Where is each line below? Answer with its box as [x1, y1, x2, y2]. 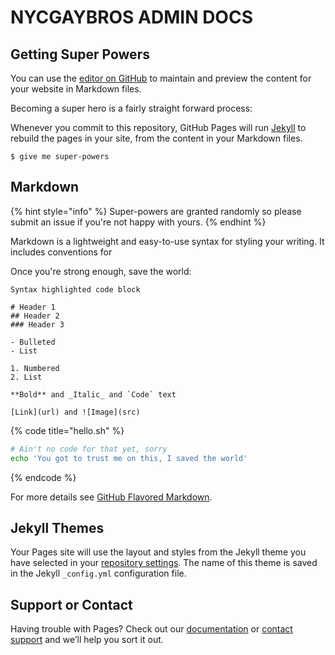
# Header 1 [10, 302, 56, 312]
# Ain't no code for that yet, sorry [10, 444, 168, 454]
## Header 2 [10, 311, 60, 321]
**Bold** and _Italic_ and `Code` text [10, 389, 177, 400]
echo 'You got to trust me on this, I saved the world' [10, 453, 248, 463]
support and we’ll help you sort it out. [10, 634, 164, 646]
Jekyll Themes [10, 519, 105, 536]
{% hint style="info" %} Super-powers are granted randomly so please [10, 205, 302, 217]
